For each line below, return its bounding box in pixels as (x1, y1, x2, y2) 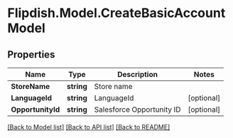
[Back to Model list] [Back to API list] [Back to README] (7, 123, 170, 131)
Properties (7, 48, 55, 60)
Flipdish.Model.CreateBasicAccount (7, 5, 226, 21)
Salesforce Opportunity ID (94, 105, 181, 115)
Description (116, 70, 158, 79)
